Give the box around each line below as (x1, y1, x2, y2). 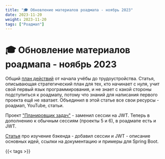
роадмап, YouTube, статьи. (5, 103, 64, 109)
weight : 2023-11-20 (5, 17, 47, 22)
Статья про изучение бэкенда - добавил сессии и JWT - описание (5, 133, 151, 139)
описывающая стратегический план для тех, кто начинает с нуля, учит (5, 81, 160, 87)
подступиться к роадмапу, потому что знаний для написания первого (5, 92, 158, 98)
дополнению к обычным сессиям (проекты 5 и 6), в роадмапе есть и (5, 118, 156, 124)
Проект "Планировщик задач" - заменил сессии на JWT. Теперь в (5, 112, 150, 118)
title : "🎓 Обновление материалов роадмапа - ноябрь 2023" (5, 7, 133, 13)
